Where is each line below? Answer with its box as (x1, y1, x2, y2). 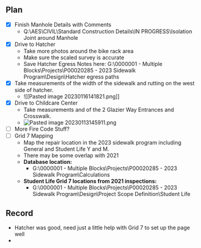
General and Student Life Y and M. (23, 145, 110, 153)
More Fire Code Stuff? (14, 125, 70, 132)
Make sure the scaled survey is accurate (23, 54, 124, 61)
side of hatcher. (14, 86, 54, 93)
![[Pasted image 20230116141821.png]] (23, 93, 120, 100)
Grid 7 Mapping (14, 132, 54, 140)
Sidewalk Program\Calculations (32, 171, 110, 178)
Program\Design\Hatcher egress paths (23, 73, 120, 80)
